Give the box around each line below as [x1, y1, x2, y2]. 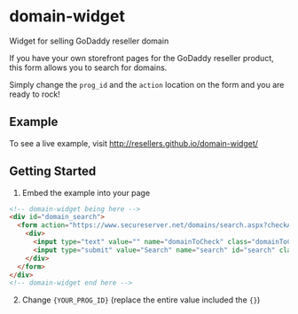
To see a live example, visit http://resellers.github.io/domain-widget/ [9, 137, 259, 148]
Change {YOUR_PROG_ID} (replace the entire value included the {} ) [21, 294, 261, 305]
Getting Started [9, 164, 97, 179]
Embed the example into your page [21, 187, 151, 198]
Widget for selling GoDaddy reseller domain [9, 35, 169, 46]
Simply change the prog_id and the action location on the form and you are [9, 79, 285, 90]
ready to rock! [9, 89, 60, 99]
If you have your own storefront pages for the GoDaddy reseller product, [9, 52, 274, 63]
